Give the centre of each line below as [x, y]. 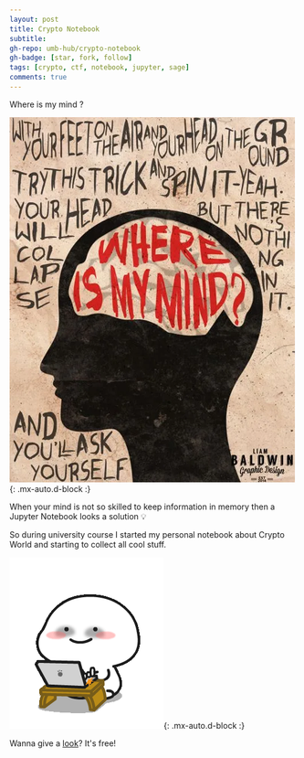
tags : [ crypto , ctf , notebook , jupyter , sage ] [100, 68]
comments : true [38, 78]
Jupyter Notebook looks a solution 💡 [78, 516]
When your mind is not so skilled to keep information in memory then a [142, 507]
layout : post [34, 19]
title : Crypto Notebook [55, 29]
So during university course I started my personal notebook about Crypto [147, 534]
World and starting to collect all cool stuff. [88, 544]
